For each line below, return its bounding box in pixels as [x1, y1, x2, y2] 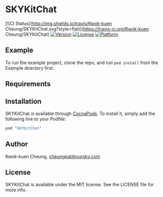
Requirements [5, 80, 51, 89]
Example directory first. [5, 65, 54, 71]
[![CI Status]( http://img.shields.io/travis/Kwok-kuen [5, 20, 112, 26]
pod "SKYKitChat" [5, 126, 42, 131]
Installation [5, 97, 42, 105]
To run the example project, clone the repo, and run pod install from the [5, 60, 158, 66]
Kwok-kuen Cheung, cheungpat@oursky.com [5, 153, 101, 159]
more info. [5, 187, 27, 193]
